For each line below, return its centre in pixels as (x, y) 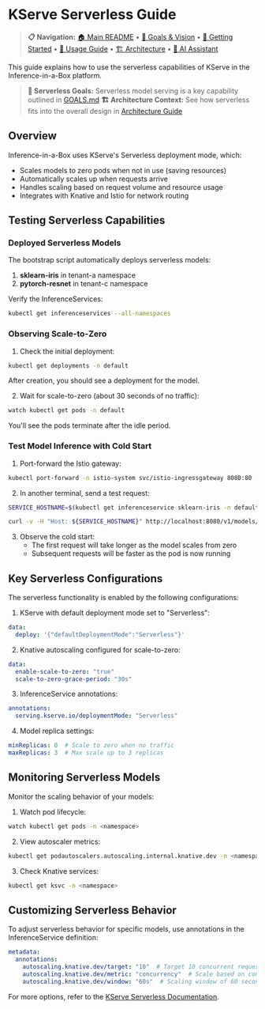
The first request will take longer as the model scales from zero (134, 545)
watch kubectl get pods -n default (67, 410)
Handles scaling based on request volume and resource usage (121, 187)
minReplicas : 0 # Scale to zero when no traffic (91, 746)
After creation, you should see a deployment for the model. (104, 380)
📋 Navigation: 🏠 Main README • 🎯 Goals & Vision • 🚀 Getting (130, 36)
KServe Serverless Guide (92, 15)
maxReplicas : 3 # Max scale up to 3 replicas (86, 753)
